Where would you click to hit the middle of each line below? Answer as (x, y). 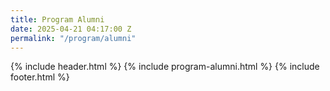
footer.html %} (40, 77)
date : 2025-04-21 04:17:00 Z (71, 29)
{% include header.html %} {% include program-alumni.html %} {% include (165, 67)
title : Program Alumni (57, 19)
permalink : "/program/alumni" (73, 38)
